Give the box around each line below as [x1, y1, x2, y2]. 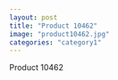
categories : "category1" [9, 37, 102, 47]
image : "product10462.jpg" [9, 29, 110, 38]
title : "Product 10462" [9, 21, 98, 30]
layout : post [9, 12, 58, 22]
